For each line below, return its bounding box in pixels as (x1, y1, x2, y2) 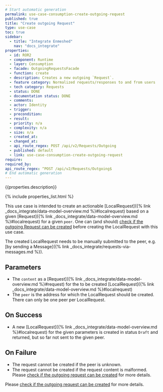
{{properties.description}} (5, 184, 57, 190)
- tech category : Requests (9, 84, 64, 89)
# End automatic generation (5, 171, 62, 176)
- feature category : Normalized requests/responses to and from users (9, 80, 156, 85)
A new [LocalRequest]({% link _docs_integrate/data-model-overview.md (12, 324, 157, 330)
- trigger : (9, 107, 32, 112)
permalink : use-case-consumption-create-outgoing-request (5, 12, 125, 17)
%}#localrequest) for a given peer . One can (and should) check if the (5, 218, 144, 225)
